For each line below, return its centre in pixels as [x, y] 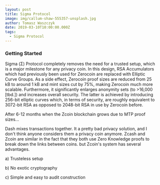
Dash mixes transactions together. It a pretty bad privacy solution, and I [76, 129]
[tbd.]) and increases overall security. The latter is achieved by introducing [79, 95]
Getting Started [23, 53]
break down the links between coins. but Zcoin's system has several [73, 144]
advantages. [17, 149]
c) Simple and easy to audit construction [45, 177]
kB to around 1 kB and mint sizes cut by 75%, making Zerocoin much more [79, 85]
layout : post [18, 9]
